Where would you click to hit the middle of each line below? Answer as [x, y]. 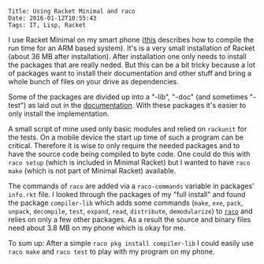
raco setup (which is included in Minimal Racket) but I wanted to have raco [129, 162]
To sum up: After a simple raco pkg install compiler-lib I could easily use [131, 243]
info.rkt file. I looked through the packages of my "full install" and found [127, 194]
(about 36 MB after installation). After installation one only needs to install [127, 56]
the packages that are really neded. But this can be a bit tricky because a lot [132, 65]
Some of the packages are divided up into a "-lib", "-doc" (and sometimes [128, 97]
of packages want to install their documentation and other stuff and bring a [130, 73]
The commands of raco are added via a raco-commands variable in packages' [131, 186]
